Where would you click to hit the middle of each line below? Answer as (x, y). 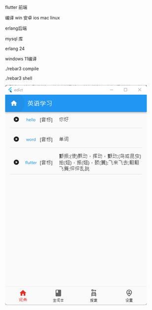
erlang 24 (15, 49)
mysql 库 (14, 39)
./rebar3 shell (19, 78)
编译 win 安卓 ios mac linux (33, 18)
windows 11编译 (21, 59)
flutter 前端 (16, 7)
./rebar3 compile (22, 69)
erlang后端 (16, 28)
